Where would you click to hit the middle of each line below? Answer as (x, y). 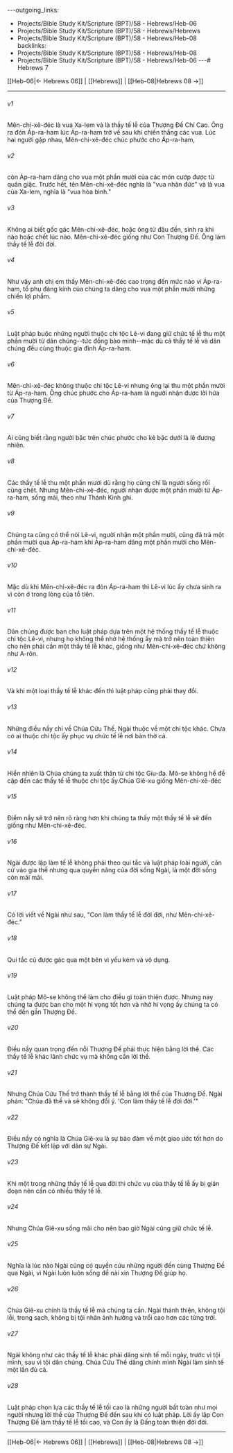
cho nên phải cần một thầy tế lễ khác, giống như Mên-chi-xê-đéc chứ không (116, 646)
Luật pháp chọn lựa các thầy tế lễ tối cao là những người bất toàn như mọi (112, 1407)
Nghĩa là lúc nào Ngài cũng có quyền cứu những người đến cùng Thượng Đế (116, 1266)
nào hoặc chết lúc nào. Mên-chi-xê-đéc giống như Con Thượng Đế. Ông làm (116, 237)
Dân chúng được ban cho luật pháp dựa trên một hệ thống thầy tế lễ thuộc (113, 631)
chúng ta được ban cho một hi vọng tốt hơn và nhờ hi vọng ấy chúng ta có (113, 1004)
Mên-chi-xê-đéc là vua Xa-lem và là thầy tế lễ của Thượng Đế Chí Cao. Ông (115, 125)
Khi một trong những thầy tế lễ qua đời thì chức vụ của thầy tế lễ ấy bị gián (113, 1183)
